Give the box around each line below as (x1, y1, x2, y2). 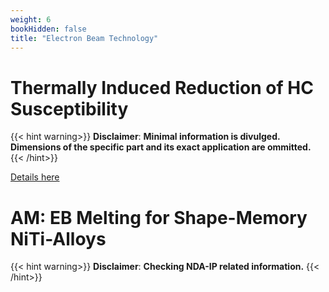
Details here (10, 171, 60, 183)
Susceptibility (10, 97, 129, 120)
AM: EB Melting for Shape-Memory (10, 206, 308, 229)
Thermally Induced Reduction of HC (10, 76, 314, 99)
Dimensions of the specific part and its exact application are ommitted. (10, 141, 312, 153)
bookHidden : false (10, 24, 87, 34)
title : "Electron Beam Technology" (10, 33, 159, 43)
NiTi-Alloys (10, 227, 107, 250)
